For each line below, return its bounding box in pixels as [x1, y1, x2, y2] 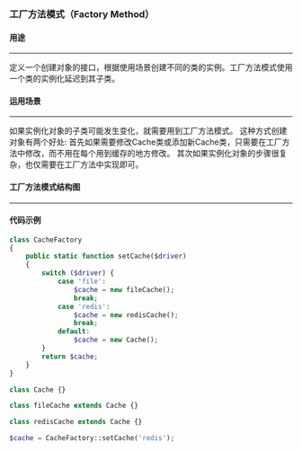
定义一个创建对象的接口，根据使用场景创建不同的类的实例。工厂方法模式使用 [9, 62, 293, 73]
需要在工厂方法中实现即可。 [40, 159, 144, 170]
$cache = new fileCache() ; [73, 285, 175, 294]
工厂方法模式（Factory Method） [9, 7, 155, 20]
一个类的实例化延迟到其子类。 [9, 74, 120, 84]
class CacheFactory [9, 235, 83, 244]
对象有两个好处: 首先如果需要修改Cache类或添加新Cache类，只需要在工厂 [9, 137, 283, 147]
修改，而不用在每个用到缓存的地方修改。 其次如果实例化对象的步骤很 [24, 148, 280, 159]
